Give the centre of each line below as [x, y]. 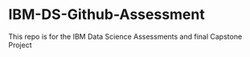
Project [20, 44]
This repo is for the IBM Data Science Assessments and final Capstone [125, 36]
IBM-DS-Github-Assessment [107, 15]
